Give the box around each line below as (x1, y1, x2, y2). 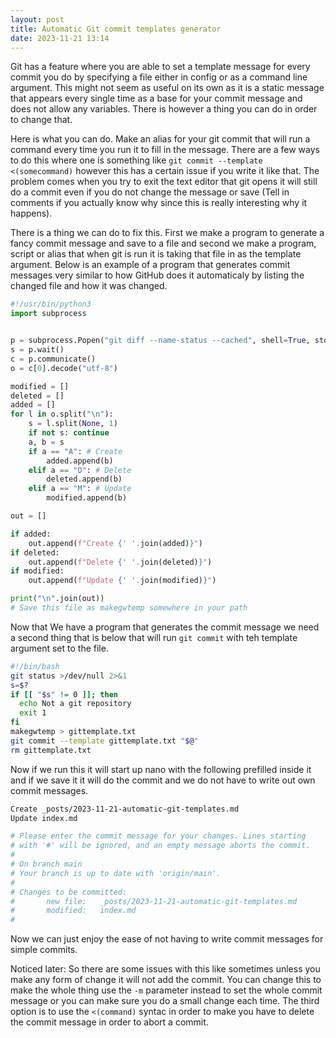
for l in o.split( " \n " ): (10, 409, 114, 420)
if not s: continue (28, 428, 110, 438)
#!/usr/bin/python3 (10, 299, 92, 310)
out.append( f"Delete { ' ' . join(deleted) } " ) (28, 557, 213, 567)
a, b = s (28, 437, 65, 447)
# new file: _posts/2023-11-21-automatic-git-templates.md (10, 896, 298, 906)
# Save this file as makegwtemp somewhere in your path (10, 603, 248, 613)
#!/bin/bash (10, 661, 60, 671)
